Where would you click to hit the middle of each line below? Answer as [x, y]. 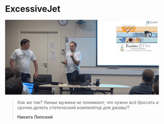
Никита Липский [35, 117]
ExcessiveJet [33, 9]
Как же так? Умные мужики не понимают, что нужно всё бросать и [88, 103]
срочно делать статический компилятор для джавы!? [73, 107]
